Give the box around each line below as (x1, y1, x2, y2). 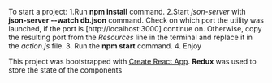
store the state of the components (8, 65, 123, 75)
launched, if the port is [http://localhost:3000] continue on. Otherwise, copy (8, 24, 262, 33)
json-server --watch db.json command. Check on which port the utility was (8, 15, 264, 25)
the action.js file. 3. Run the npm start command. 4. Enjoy (8, 41, 201, 51)
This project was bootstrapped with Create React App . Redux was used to (8, 56, 257, 66)
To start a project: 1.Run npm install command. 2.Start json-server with (8, 7, 246, 16)
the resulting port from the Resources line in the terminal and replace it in (8, 32, 253, 42)
